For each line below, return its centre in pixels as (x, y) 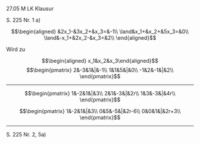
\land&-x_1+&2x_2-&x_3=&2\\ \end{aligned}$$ (100, 38)
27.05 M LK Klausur (30, 9)
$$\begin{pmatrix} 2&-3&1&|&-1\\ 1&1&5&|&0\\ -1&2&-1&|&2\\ (100, 70)
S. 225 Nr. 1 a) (23, 20)
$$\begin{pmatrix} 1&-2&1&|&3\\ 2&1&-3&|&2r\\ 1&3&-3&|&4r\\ (100, 93)
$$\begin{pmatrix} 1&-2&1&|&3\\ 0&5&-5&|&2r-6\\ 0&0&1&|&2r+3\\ (100, 111)
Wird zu (16, 49)
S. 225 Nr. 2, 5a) (26, 135)
